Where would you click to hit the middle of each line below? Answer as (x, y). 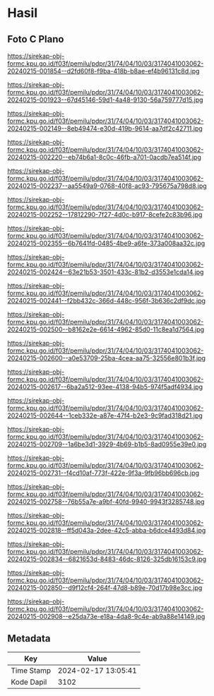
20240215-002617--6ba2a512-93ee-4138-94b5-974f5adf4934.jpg (105, 387)
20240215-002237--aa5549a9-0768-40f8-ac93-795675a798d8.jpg (107, 186)
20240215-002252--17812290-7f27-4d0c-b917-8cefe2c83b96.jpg (105, 214)
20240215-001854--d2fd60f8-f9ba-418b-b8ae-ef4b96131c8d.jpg (103, 71)
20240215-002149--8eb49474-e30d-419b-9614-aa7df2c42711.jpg (105, 128)
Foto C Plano (36, 39)
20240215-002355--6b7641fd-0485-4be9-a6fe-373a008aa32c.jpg (106, 243)
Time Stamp (31, 671)
